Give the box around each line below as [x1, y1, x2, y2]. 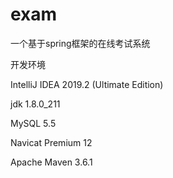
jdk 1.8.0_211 [10, 98, 61, 110]
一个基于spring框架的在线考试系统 [10, 37, 151, 49]
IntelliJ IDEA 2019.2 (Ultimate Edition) [10, 78, 164, 90]
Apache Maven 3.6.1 [10, 156, 93, 168]
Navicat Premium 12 [10, 136, 93, 148]
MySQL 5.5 [10, 117, 57, 129]
